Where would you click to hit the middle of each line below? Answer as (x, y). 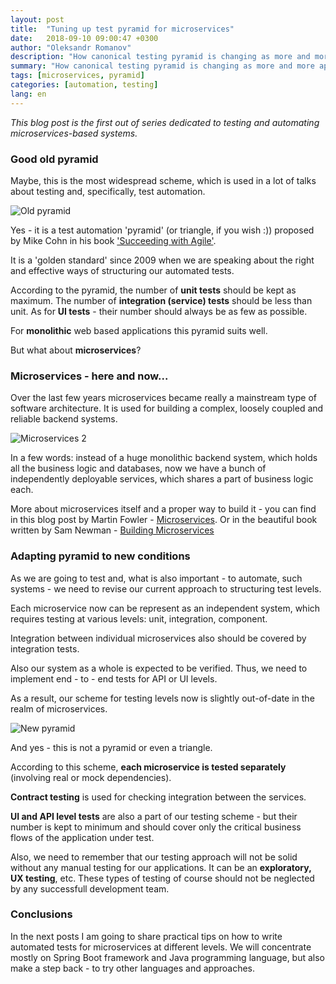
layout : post (37, 19)
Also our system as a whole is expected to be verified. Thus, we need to (159, 668)
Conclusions (41, 914)
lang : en (28, 94)
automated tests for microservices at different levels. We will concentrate (161, 947)
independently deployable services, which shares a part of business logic (162, 479)
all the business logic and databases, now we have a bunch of (138, 468)
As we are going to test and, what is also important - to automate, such (156, 578)
